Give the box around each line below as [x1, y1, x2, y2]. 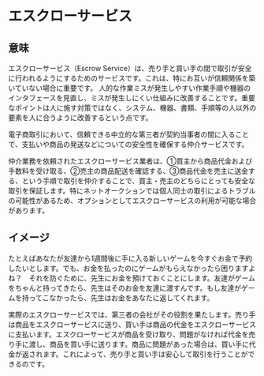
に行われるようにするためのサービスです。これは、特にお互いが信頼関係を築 [8, 73, 256, 83]
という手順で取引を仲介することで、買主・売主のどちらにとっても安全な [21, 176, 256, 186]
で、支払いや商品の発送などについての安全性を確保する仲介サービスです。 [8, 140, 249, 149]
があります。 [8, 206, 50, 215]
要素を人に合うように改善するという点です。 [8, 113, 153, 122]
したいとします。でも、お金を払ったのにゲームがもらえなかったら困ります [8, 263, 249, 273]
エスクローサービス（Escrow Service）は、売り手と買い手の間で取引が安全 [8, 64, 252, 73]
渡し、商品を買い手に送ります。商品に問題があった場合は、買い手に [28, 339, 250, 348]
